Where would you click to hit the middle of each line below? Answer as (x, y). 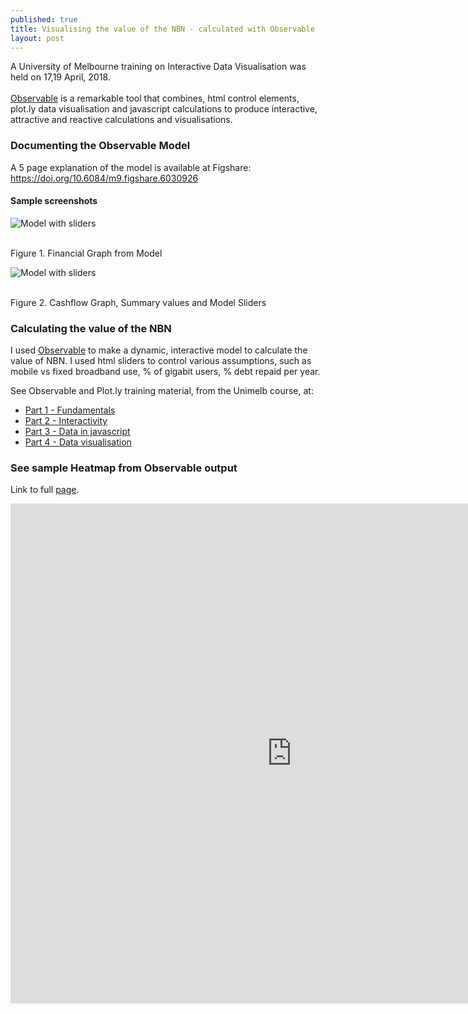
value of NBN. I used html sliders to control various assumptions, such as (161, 361)
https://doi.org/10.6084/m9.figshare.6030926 (104, 178)
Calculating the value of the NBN (91, 328)
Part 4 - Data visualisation (78, 442)
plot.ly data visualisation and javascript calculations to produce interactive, (164, 109)
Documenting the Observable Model (100, 146)
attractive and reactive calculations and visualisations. (121, 120)
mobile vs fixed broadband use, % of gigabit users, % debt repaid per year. (165, 372)
